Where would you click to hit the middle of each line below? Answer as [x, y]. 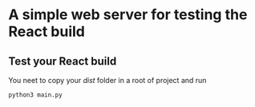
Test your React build [63, 61]
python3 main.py [35, 95]
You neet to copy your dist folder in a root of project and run [107, 80]
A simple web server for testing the [128, 15]
